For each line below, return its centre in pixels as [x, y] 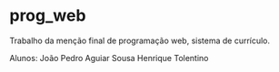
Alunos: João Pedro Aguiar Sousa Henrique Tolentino [109, 58]
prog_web [48, 16]
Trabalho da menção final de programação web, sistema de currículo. [140, 40]
